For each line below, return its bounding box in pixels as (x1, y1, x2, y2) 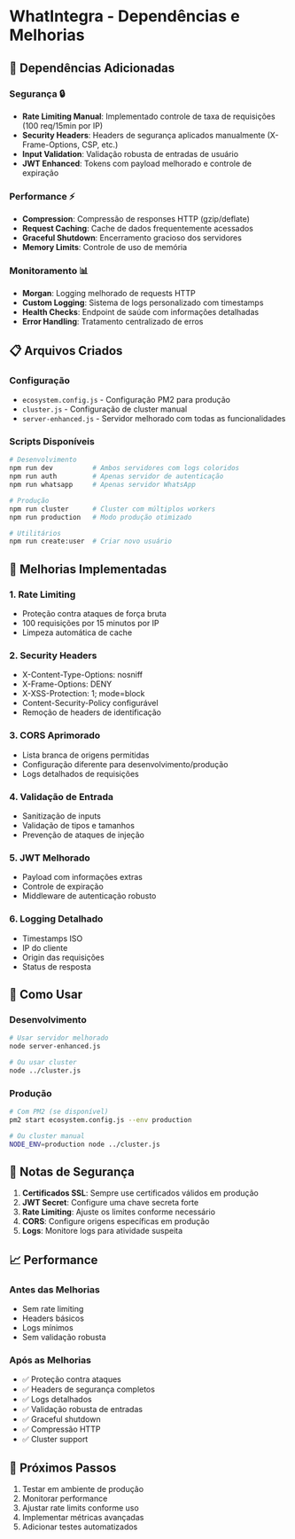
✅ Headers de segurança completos (21, 1384, 155, 1394)
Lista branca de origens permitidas (21, 750, 150, 760)
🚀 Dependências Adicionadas (9, 60, 175, 75)
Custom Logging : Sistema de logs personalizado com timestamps (21, 297, 264, 308)
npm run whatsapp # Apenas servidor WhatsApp (9, 481, 197, 490)
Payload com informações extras (21, 872, 144, 883)
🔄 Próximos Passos (9, 1460, 117, 1475)
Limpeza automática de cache (21, 627, 133, 638)
